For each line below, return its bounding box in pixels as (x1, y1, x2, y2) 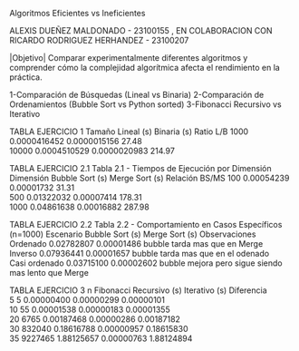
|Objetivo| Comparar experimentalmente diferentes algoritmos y (9, 53, 248, 63)
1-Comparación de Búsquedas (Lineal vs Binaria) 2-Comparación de (9, 90, 265, 100)
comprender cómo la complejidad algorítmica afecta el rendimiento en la (9, 63, 281, 73)
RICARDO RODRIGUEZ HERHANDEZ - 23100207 (9, 35, 189, 45)
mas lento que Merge (9, 268, 89, 278)
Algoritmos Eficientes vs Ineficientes (9, 8, 146, 18)
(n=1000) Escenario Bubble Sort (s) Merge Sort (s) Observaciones (9, 229, 256, 239)
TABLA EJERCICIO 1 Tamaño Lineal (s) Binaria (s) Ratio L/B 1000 (9, 126, 249, 137)
